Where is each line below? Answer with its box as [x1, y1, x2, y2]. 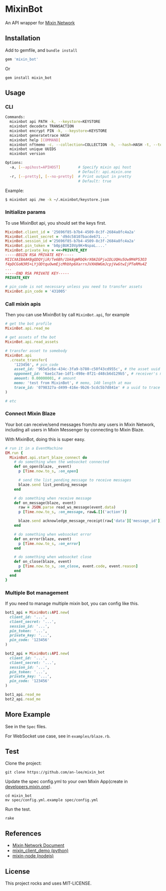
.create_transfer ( [9, 357, 48, 362]
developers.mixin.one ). [5, 784, 52, 790]
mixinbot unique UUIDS [9, 147, 56, 152]
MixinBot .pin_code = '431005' [5, 289, 68, 294]
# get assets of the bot [5, 335, 56, 340]
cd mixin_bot [5, 793, 32, 798]
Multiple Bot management [5, 589, 69, 596]
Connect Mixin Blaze [5, 410, 56, 417]
